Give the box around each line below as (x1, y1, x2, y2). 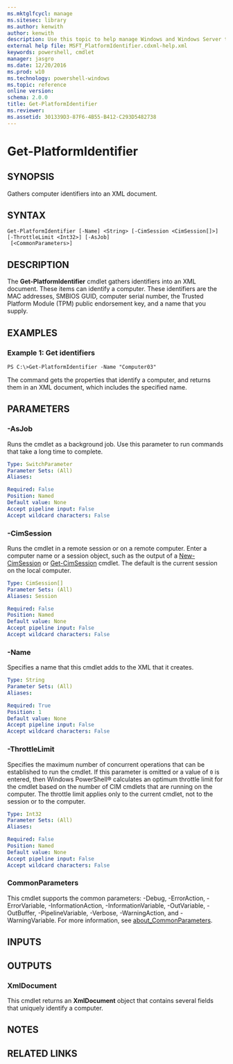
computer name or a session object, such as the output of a (7, 551, 178, 560)
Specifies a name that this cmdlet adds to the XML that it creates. (7, 663, 194, 672)
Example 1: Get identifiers (7, 348, 96, 358)
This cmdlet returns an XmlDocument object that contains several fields (7, 996, 214, 1004)
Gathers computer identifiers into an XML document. (7, 189, 158, 198)
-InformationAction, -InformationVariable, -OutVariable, (48, 901, 206, 910)
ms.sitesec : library (7, 17, 67, 24)
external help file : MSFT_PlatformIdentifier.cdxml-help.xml (7, 42, 188, 49)
